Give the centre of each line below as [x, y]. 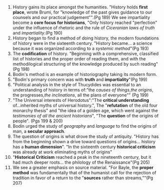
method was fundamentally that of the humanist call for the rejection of [84, 173]
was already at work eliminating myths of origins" [62, 152]
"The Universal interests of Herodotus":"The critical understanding [81, 100]
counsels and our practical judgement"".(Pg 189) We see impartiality [81, 17]
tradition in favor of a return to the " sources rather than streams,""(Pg [83, 178]
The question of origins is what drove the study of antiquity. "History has [86, 136]
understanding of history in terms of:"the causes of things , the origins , [83, 90]
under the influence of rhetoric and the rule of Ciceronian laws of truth [84, 28]
